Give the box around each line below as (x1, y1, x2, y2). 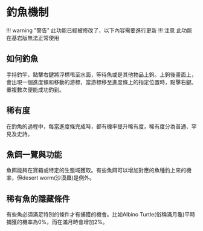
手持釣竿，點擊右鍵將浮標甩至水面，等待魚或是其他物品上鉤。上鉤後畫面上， (6, 71, 197, 78)
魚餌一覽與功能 (6, 149, 62, 160)
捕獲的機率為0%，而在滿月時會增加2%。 (6, 218, 108, 226)
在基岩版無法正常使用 (6, 34, 59, 41)
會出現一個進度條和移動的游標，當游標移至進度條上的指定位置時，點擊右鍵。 (6, 78, 197, 85)
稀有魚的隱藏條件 (6, 194, 70, 204)
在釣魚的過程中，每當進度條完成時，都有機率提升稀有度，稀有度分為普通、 (6, 122, 192, 130)
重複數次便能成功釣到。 (6, 86, 65, 93)
